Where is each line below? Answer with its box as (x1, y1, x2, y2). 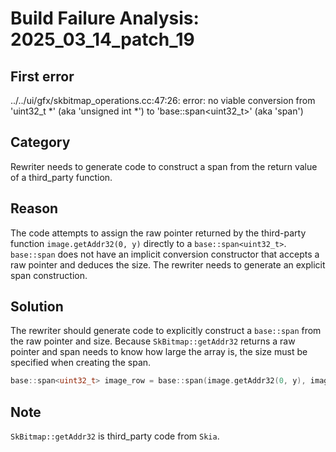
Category (10, 134, 71, 151)
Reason (10, 200, 59, 217)
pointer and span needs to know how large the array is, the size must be (10, 346, 308, 358)
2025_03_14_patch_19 (10, 28, 195, 51)
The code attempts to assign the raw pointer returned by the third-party (10, 227, 307, 239)
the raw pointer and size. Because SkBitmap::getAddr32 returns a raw (10, 335, 296, 347)
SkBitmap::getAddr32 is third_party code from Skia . (10, 430, 220, 442)
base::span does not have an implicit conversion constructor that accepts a (10, 248, 320, 260)
